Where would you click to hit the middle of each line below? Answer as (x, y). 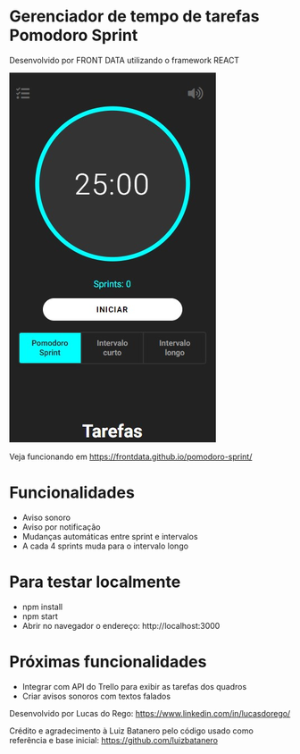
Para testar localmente (95, 582)
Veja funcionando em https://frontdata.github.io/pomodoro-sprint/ (131, 457)
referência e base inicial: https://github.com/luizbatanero (114, 740)
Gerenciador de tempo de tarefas (134, 17)
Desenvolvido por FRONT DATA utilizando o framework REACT (124, 60)
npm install (42, 607)
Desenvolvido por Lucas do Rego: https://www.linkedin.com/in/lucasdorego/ (150, 713)
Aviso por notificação (61, 527)
